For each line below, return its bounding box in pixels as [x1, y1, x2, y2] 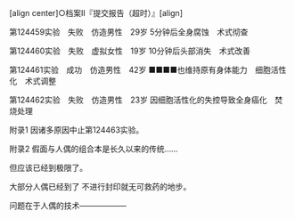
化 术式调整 [9, 76, 56, 86]
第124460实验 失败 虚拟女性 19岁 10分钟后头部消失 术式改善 [9, 45, 251, 56]
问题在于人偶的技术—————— [9, 200, 127, 211]
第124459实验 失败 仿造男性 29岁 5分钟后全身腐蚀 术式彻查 [9, 27, 249, 37]
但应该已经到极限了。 [9, 163, 87, 173]
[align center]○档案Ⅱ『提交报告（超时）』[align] [9, 8, 183, 18]
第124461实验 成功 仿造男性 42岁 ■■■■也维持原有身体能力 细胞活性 [9, 65, 287, 75]
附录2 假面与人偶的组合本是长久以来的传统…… [9, 143, 178, 154]
